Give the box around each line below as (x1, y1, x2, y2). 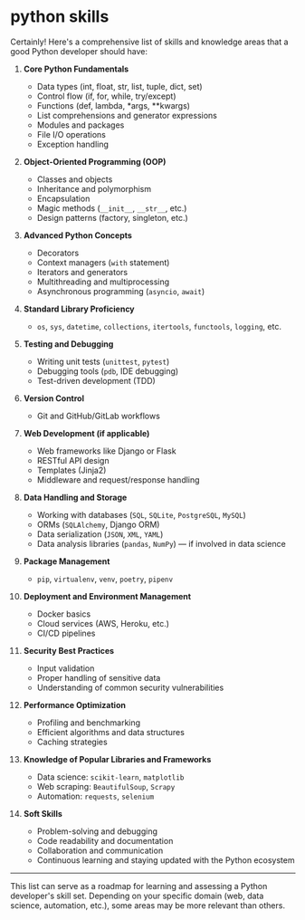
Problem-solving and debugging (36, 826, 157, 837)
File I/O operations (36, 129, 107, 139)
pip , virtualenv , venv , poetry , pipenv (36, 573, 174, 584)
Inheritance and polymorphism (36, 183, 152, 194)
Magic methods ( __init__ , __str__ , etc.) (36, 202, 187, 214)
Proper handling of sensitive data (36, 672, 161, 683)
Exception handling (36, 139, 110, 149)
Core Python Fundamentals (23, 63, 129, 74)
